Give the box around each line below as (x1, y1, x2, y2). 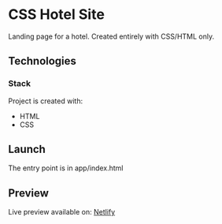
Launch (8, 143, 46, 156)
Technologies (8, 54, 77, 68)
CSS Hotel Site (8, 6, 105, 24)
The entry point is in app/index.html (8, 163, 124, 173)
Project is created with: (8, 96, 83, 106)
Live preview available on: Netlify (8, 207, 116, 217)
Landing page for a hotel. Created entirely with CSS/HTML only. (8, 32, 215, 41)
